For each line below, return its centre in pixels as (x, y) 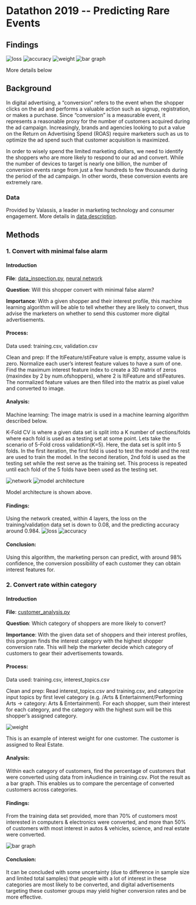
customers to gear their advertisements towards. (65, 653)
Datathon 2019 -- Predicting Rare (88, 11)
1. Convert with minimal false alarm (57, 251)
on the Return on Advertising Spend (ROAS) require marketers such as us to (97, 133)
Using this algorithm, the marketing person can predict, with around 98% (94, 557)
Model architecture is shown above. (49, 492)
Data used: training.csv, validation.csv (52, 346)
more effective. (24, 897)
